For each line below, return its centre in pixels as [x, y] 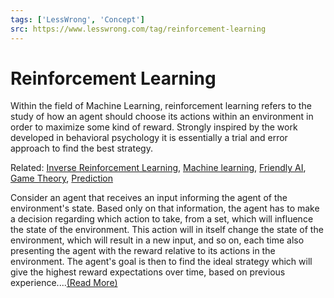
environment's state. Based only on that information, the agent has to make [165, 208]
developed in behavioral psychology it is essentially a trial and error [149, 138]
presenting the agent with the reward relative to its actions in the [143, 251]
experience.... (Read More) [64, 283]
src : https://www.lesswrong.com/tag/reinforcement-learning [138, 29]
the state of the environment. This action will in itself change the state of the [167, 230]
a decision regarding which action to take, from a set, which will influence [162, 219]
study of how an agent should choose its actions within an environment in [162, 117]
